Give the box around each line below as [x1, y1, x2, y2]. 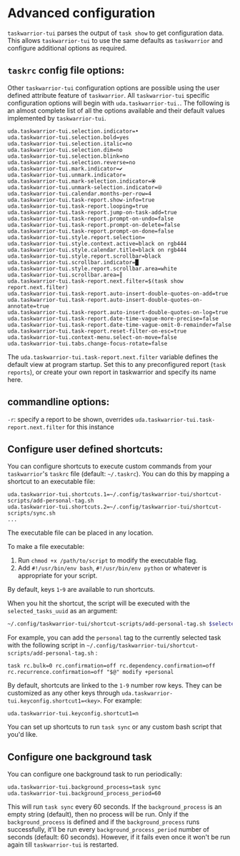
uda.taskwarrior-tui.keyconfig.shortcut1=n [7, 710, 139, 717]
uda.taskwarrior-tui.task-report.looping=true [7, 202, 149, 210]
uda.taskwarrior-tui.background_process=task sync [7, 784, 161, 791]
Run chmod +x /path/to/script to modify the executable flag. [17, 556, 198, 565]
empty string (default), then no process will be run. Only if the [7, 810, 189, 819]
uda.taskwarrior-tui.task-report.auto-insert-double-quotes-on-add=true [7, 290, 229, 297]
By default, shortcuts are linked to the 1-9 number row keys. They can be [7, 681, 223, 690]
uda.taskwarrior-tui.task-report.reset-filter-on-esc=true [7, 327, 187, 335]
